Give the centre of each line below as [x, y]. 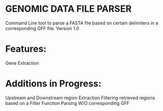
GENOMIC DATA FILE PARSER [69, 9]
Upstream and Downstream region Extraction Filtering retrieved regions [80, 98]
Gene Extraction [22, 63]
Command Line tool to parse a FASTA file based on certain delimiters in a [82, 23]
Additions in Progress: [53, 84]
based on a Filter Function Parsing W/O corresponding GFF [67, 103]
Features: [26, 49]
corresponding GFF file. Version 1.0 [42, 28]
